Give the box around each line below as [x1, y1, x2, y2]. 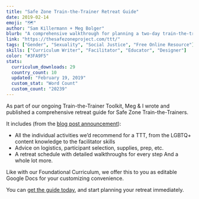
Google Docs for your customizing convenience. [6, 175, 124, 182]
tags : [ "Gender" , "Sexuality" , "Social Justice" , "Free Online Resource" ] [6, 42, 195, 48]
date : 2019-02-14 [6, 14, 49, 20]
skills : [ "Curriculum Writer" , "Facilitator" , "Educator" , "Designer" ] [6, 48, 187, 53]
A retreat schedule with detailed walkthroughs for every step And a [14, 150, 179, 157]
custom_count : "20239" [11, 86, 68, 92]
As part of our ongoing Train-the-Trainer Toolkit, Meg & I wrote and [6, 102, 170, 109]
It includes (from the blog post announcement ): [6, 120, 121, 127]
